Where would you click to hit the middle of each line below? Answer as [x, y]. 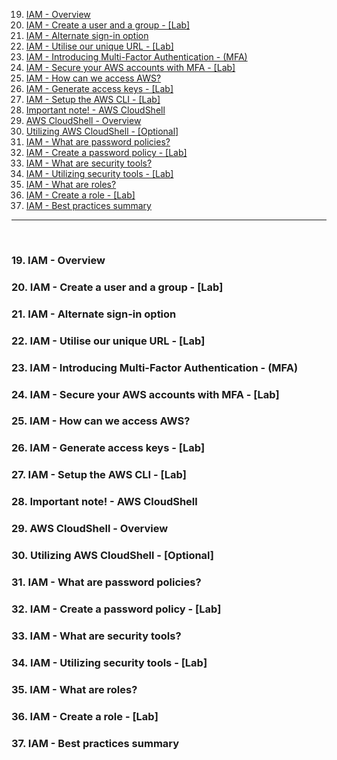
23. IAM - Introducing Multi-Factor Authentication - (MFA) [155, 367]
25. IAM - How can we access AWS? [101, 421]
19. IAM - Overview [58, 260]
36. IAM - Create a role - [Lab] [85, 716]
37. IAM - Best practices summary [95, 743]
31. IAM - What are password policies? [106, 582]
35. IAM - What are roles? [74, 689]
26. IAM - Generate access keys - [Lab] [108, 448]
